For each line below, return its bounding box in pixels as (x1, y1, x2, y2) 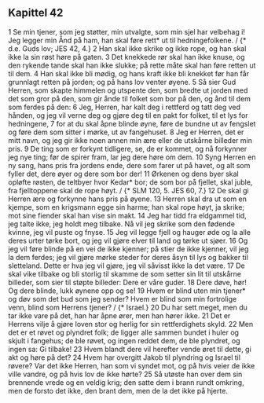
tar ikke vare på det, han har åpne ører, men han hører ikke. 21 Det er (8, 310, 231, 321)
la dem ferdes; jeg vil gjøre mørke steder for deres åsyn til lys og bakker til (8, 252, 249, 262)
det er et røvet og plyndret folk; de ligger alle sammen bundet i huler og (8, 328, 240, 337)
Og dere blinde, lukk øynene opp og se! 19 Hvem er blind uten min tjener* (8, 286, 246, 295)
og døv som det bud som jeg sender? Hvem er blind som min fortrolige (8, 294, 237, 303)
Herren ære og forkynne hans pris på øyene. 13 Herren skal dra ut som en (8, 194, 247, 203)
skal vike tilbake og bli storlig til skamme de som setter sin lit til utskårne (8, 269, 242, 278)
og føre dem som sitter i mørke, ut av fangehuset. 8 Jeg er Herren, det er (8, 127, 244, 137)
